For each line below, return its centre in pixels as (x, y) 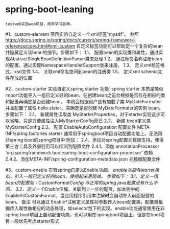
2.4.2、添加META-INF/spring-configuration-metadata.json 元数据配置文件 (83, 159)
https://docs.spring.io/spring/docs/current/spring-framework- (71, 40)
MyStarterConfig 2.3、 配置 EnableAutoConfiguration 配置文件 (71, 127)
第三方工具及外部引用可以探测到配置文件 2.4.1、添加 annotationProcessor (82, 146)
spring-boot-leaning (50, 9)
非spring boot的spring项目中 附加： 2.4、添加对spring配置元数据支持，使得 (85, 140)
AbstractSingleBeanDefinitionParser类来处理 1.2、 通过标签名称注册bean (86, 59)
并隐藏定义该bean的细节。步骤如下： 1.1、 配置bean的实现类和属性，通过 (82, 52)
